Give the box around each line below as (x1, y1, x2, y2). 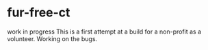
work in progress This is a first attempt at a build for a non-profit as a (7, 27, 202, 36)
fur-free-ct (7, 5, 70, 21)
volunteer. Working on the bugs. (7, 34, 98, 42)
